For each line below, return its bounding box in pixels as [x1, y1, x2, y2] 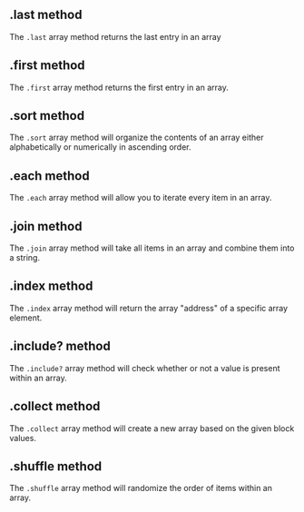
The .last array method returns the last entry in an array [9, 31, 221, 42]
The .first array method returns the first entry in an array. [9, 82, 229, 93]
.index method [9, 279, 93, 294]
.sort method [9, 108, 84, 123]
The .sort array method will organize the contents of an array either [9, 132, 264, 143]
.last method [9, 7, 83, 23]
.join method [9, 218, 83, 234]
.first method [9, 58, 85, 74]
